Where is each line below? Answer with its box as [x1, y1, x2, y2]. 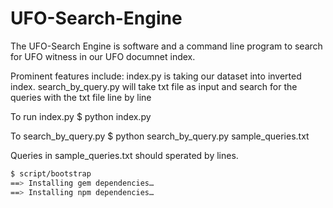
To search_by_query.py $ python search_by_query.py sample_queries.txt [10, 130, 310, 142]
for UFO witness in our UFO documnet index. [10, 50, 196, 62]
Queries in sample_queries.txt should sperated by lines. [10, 149, 239, 161]
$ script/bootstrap [10, 168, 92, 179]
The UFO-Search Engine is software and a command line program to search [10, 40, 323, 52]
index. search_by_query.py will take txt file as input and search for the [10, 80, 298, 92]
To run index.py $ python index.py [10, 110, 152, 122]
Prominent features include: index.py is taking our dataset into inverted [10, 70, 302, 82]
